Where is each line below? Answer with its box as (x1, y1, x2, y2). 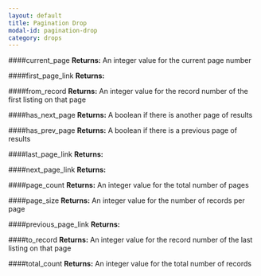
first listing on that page (8, 95, 86, 104)
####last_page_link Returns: (8, 150, 103, 159)
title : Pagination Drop (8, 19, 88, 27)
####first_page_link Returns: (8, 71, 105, 80)
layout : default (8, 11, 62, 20)
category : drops (8, 33, 62, 42)
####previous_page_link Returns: (8, 220, 121, 229)
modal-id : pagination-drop (8, 26, 98, 34)
